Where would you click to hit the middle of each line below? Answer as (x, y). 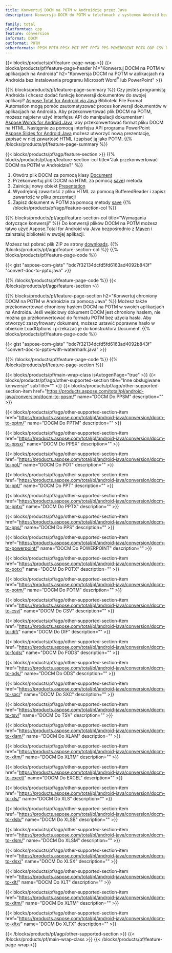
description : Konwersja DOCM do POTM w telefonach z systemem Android (82, 15)
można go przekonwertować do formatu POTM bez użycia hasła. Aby (79, 318)
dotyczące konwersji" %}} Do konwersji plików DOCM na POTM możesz (81, 223)
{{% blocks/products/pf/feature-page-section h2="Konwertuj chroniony (81, 296)
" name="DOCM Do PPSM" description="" (119, 397)
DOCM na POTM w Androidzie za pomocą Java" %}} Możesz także (76, 302)
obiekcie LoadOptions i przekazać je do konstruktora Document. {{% (78, 329)
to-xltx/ (13, 924)
